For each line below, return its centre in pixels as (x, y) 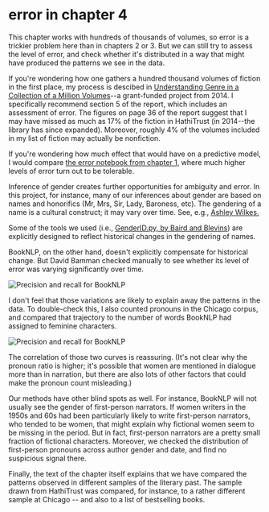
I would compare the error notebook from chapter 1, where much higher (127, 162)
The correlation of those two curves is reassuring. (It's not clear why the (128, 357)
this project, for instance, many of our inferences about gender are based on (135, 195)
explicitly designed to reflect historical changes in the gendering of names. (132, 236)
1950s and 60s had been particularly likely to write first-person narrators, (129, 415)
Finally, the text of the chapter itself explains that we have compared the (128, 473)
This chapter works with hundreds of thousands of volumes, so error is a (128, 37)
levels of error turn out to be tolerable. (71, 171)
